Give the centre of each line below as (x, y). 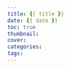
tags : (15, 54)
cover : (17, 40)
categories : (25, 47)
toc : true (22, 27)
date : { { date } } (33, 21)
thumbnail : (23, 34)
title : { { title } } (36, 14)
